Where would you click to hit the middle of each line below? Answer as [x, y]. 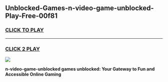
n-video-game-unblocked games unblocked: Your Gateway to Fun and [80, 69]
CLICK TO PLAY [24, 30]
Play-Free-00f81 [31, 16]
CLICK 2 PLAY [22, 49]
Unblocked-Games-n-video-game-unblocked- [79, 8]
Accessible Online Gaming [33, 74]
